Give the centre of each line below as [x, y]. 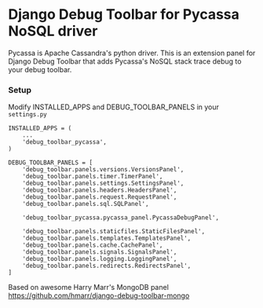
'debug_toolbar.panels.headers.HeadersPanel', [100, 190]
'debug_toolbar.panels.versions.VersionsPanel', [103, 170]
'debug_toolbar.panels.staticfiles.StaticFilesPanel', [114, 232]
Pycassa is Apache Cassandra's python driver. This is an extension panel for [132, 53]
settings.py [27, 115]
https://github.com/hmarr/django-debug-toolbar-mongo [99, 295]
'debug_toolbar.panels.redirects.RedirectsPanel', [107, 266]
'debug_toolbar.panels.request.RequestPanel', [100, 197]
